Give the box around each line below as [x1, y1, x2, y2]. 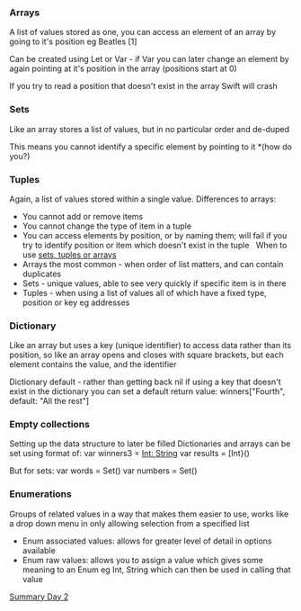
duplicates [22, 268, 61, 279]
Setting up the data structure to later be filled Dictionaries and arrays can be [9, 438, 291, 449]
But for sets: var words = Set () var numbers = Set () [9, 465, 198, 476]
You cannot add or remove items [22, 211, 144, 221]
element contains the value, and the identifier [9, 359, 177, 370]
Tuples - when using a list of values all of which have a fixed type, [22, 287, 267, 298]
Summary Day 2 [9, 591, 69, 602]
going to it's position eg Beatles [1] [9, 36, 137, 47]
